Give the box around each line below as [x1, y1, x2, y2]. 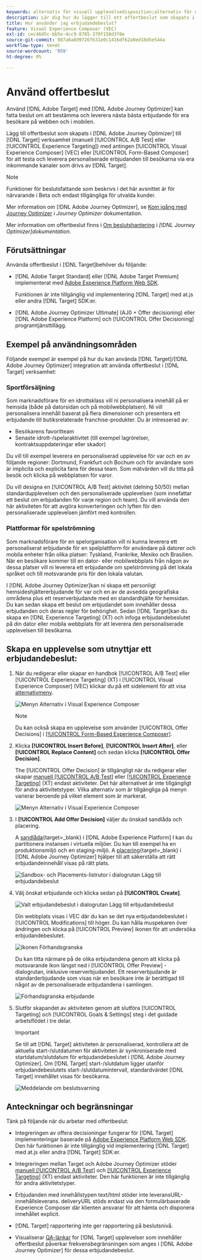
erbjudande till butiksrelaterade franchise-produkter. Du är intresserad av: [6, 416, 189, 423]
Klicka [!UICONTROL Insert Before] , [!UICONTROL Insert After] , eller [14, 742, 188, 749]
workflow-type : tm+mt [6, 43, 61, 49]
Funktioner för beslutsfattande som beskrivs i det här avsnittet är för [6, 185, 176, 192]
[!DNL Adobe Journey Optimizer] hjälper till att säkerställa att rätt [14, 852, 176, 860]
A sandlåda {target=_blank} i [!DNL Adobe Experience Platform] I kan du [14, 834, 192, 841]
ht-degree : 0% [6, 54, 42, 60]
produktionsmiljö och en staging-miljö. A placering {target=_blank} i [14, 846, 182, 854]
